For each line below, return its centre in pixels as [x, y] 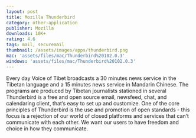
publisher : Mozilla [30, 28]
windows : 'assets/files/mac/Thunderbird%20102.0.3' [71, 61]
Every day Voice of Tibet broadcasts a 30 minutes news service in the [91, 78]
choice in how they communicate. [47, 129]
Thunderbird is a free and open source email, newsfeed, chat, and [86, 97]
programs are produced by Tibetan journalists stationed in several [86, 91]
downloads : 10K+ [26, 34]
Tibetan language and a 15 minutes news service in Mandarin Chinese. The [97, 84]
